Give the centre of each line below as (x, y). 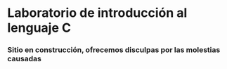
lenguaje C (39, 28)
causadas (25, 59)
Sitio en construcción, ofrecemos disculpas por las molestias (114, 50)
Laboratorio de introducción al (97, 13)
